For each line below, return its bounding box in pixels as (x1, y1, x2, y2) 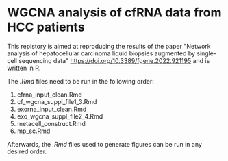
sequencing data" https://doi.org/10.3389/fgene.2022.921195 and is (18, 56, 210, 64)
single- (196, 49, 217, 58)
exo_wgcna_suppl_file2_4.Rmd (16, 112, 103, 121)
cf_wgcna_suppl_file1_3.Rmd (16, 97, 97, 106)
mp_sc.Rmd (16, 127, 51, 135)
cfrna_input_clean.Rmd (16, 90, 82, 99)
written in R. (7, 64, 41, 72)
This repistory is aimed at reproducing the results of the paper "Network (7, 42, 211, 50)
